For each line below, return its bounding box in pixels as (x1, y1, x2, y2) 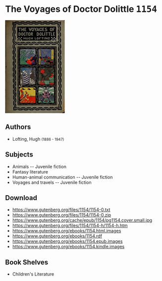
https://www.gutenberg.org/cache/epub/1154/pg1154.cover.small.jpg (12, 217, 153, 224)
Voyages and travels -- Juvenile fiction (12, 179, 92, 185)
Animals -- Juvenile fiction (12, 164, 67, 169)
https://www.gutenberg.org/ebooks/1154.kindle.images (12, 244, 125, 250)
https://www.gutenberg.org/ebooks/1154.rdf (12, 233, 103, 239)
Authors (5, 123, 31, 131)
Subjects (5, 150, 33, 159)
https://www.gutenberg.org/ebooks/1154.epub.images (12, 238, 123, 244)
